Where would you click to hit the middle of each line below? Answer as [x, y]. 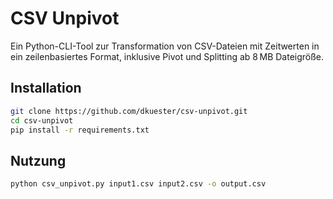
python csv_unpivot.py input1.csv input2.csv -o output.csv [138, 184]
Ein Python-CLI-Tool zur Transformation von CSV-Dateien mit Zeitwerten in [165, 46]
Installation [46, 88]
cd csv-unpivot [42, 120]
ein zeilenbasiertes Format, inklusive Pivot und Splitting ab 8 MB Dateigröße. [167, 56]
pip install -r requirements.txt [80, 130]
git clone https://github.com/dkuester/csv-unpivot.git [129, 111]
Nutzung [38, 160]
